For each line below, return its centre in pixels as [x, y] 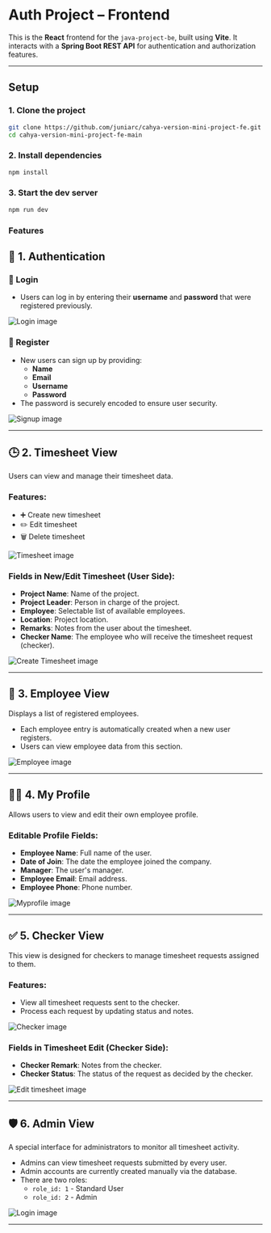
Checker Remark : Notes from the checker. [91, 1066]
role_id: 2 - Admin [65, 1197]
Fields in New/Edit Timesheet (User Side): [92, 576]
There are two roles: [54, 1180]
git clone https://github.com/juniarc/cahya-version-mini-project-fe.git [135, 127]
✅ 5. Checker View [56, 936]
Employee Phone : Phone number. [76, 887]
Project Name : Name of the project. [79, 594]
